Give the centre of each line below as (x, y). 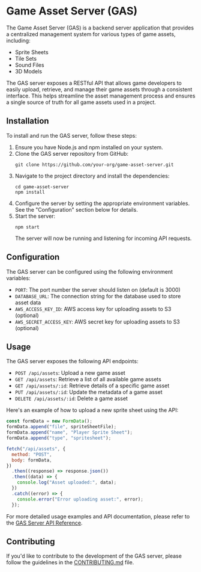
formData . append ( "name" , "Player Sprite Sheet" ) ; (70, 432)
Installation (28, 121)
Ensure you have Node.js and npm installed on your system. (89, 147)
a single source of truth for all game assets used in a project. (81, 102)
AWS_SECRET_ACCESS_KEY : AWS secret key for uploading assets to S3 (97, 321)
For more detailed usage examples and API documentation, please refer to (98, 516)
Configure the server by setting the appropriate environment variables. (102, 203)
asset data (28, 303)
